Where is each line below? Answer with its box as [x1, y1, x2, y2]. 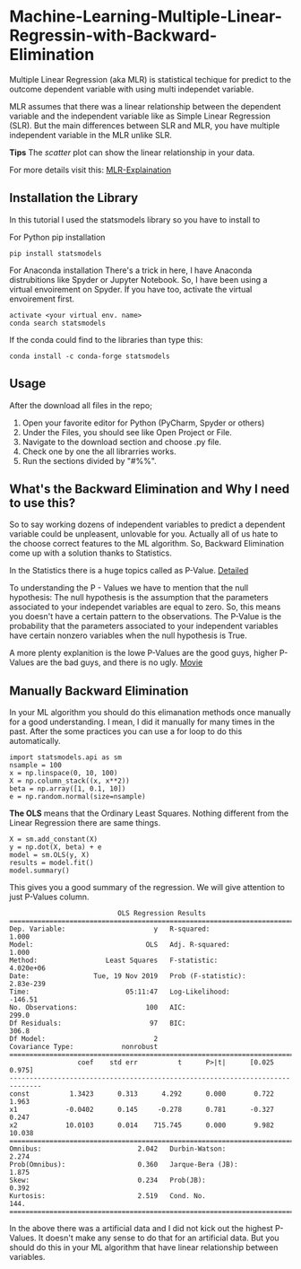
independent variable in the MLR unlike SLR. [9, 129, 173, 140]
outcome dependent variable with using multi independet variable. [9, 83, 254, 94]
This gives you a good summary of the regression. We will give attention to [9, 882, 285, 893]
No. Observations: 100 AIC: [9, 1003, 186, 1012]
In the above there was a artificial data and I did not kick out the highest [9, 1223, 273, 1234]
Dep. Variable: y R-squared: [9, 924, 211, 934]
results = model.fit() [9, 859, 94, 868]
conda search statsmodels [9, 319, 106, 328]
